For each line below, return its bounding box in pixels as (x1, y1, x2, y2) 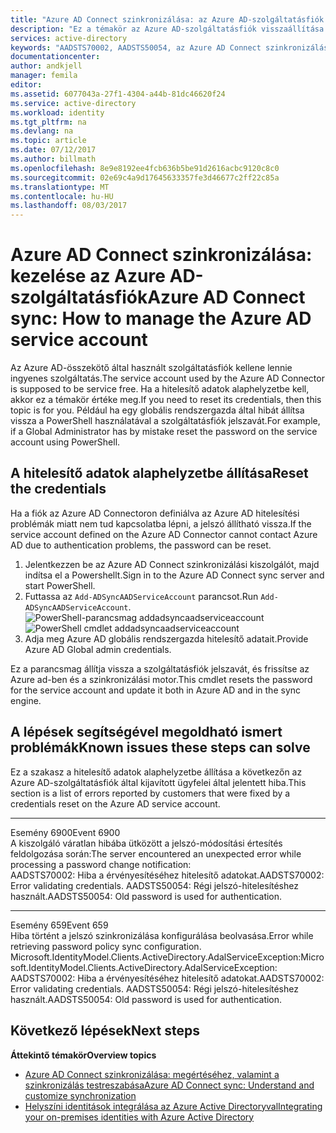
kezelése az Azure (10, 265, 166, 288)
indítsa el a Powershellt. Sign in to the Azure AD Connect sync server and (24, 569, 325, 581)
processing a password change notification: (10, 858, 192, 870)
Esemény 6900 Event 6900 (10, 826, 121, 838)
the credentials (10, 481, 107, 498)
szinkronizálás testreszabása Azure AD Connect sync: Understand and (24, 1079, 315, 1091)
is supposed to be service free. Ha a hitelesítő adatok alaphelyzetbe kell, (10, 383, 310, 395)
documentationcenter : (10, 52, 101, 62)
